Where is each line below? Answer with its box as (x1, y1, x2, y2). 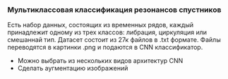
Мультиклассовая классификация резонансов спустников (7, 5, 222, 15)
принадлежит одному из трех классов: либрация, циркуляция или (7, 28, 207, 36)
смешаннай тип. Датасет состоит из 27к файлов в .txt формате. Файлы (7, 36, 221, 44)
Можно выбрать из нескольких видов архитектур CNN (17, 57, 184, 65)
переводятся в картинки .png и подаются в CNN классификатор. (7, 43, 203, 52)
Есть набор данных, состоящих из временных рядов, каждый (7, 21, 194, 29)
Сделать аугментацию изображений (17, 64, 128, 73)
